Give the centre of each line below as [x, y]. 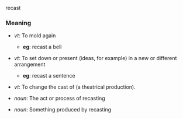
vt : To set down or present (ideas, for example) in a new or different [95, 58]
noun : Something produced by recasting [63, 110]
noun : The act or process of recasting [60, 99]
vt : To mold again [35, 36]
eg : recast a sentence [49, 76]
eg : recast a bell [42, 47]
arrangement [30, 64]
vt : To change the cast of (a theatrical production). [75, 87]
